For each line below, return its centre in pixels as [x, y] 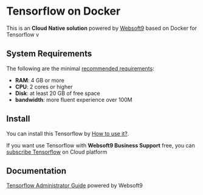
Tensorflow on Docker [64, 11]
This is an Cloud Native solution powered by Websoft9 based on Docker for [102, 28]
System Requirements [49, 54]
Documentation [36, 171]
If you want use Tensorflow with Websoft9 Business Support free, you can [101, 145]
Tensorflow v [23, 34]
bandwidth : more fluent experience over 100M [74, 99]
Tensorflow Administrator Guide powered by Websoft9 [74, 186]
